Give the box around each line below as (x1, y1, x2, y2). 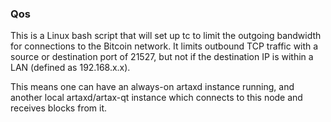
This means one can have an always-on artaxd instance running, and (10, 81, 295, 93)
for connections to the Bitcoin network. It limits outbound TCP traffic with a (10, 40, 319, 52)
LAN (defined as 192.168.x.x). (10, 62, 131, 74)
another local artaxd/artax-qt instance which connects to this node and (10, 92, 303, 104)
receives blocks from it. (10, 102, 108, 114)
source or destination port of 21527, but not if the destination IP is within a (10, 51, 314, 63)
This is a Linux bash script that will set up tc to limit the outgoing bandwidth (10, 30, 322, 42)
